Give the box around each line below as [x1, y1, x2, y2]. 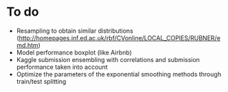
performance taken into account [16, 63, 108, 71]
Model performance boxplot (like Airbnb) [16, 48, 132, 57]
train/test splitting [16, 77, 67, 85]
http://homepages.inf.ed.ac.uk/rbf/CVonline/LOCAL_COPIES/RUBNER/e [19, 33, 221, 42]
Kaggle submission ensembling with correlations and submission [16, 55, 201, 63]
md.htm [16, 41, 38, 49]
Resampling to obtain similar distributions [16, 27, 133, 35]
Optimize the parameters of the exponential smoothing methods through [16, 70, 221, 78]
